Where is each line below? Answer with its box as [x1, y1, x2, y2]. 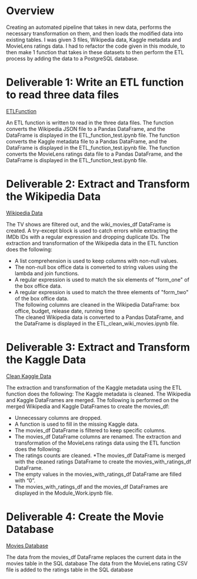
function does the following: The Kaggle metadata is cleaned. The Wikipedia [6, 390, 191, 397]
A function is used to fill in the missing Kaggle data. [14, 420, 139, 427]
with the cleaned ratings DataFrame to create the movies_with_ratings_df [14, 458, 192, 465]
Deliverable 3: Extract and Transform [6, 341, 190, 354]
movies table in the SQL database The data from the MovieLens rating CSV [6, 560, 188, 567]
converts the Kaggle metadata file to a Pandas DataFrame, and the [6, 137, 168, 145]
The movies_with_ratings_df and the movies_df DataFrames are [14, 483, 168, 490]
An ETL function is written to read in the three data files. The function [6, 119, 174, 126]
